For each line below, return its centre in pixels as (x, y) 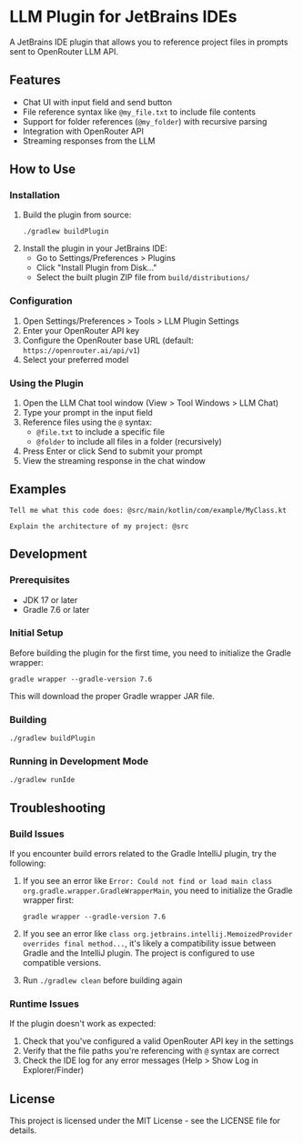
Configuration (41, 301)
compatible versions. (62, 963)
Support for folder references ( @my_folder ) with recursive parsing (145, 121)
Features (35, 80)
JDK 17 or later (50, 600)
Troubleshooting (58, 808)
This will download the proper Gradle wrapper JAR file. (112, 696)
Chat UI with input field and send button (97, 102)
